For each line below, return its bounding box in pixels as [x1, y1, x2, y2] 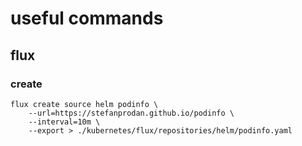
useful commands [10, 7, 164, 30]
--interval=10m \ [28, 117, 101, 127]
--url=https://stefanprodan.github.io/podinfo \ [28, 108, 235, 118]
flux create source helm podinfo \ [10, 99, 159, 109]
